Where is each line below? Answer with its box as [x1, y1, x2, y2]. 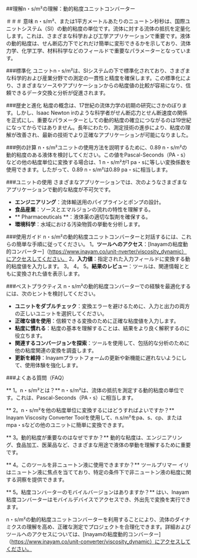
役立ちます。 [14, 332, 46, 339]
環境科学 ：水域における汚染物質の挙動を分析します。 [14, 221, 143, 227]
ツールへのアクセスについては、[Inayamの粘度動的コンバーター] [6, 531, 161, 537]
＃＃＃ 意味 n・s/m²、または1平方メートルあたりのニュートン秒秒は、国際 [6, 18, 185, 25]
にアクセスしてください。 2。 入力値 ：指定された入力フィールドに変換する [6, 256, 185, 262]
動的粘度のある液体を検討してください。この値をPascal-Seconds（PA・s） [6, 151, 189, 158]
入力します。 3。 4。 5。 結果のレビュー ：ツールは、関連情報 [31, 263, 179, 270]
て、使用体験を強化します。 [14, 362, 81, 368]
